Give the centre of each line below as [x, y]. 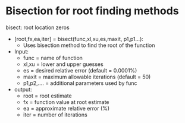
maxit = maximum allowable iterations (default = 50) [87, 77]
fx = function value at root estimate [66, 102]
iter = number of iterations [55, 115]
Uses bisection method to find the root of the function [89, 45]
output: [23, 89]
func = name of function [53, 58]
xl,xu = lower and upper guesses [63, 64]
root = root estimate [47, 96]
